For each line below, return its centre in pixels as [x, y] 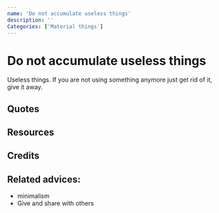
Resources [31, 132]
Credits [23, 156]
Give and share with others [56, 203]
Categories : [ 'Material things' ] [55, 26]
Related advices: [44, 179]
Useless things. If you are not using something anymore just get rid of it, [110, 80]
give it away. [25, 87]
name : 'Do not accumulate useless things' [69, 13]
